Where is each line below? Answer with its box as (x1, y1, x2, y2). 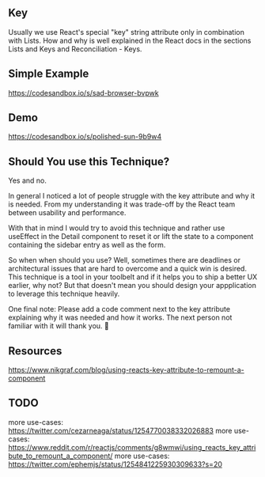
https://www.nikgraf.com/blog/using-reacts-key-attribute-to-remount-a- (8, 365, 245, 375)
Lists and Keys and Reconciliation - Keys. (8, 44, 142, 54)
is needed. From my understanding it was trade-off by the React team (8, 199, 236, 209)
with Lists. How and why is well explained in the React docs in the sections (8, 36, 252, 45)
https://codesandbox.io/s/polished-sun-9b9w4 (8, 132, 162, 142)
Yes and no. (8, 176, 47, 185)
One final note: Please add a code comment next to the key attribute (8, 305, 231, 314)
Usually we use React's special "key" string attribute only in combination (8, 27, 245, 36)
